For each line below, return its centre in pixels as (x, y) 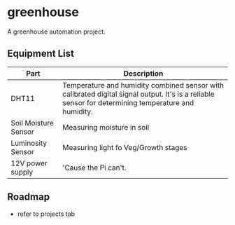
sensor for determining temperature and (128, 102)
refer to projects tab (46, 214)
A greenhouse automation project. (57, 32)
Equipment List (41, 54)
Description (143, 73)
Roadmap (29, 197)
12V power (29, 163)
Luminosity (29, 143)
